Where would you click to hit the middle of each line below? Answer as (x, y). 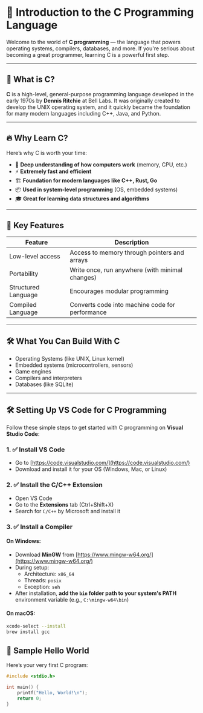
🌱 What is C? (31, 80)
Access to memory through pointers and (127, 252)
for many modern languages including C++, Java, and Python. (84, 113)
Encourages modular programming (119, 291)
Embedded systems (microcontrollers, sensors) (74, 365)
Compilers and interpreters (49, 378)
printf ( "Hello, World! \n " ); (52, 693)
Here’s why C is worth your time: (47, 153)
